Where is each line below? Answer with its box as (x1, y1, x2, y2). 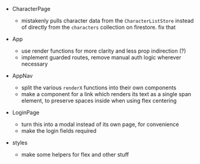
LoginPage (12, 109, 40, 116)
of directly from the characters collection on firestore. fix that (21, 24, 176, 31)
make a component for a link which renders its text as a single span (21, 91, 191, 97)
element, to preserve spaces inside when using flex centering (21, 97, 177, 104)
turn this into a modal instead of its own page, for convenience (21, 121, 179, 128)
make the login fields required (21, 127, 97, 134)
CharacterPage (12, 6, 51, 12)
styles (12, 139, 28, 146)
